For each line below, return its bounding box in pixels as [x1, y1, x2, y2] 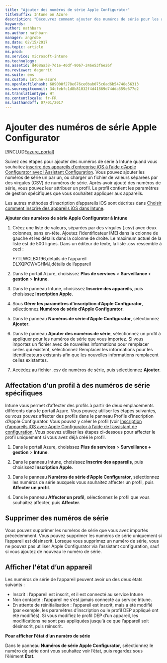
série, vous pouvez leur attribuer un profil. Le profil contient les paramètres [5, 185, 159, 191]
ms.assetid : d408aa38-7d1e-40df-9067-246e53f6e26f [5, 63, 112, 68]
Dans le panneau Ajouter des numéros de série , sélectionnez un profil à [12, 331, 161, 337]
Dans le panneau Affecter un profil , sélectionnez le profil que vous [12, 494, 150, 500]
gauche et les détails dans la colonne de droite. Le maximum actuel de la [12, 235, 162, 241]
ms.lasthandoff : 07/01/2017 [5, 100, 64, 105]
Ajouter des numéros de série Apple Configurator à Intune [5, 215, 128, 221]
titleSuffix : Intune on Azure [5, 12, 68, 17]
